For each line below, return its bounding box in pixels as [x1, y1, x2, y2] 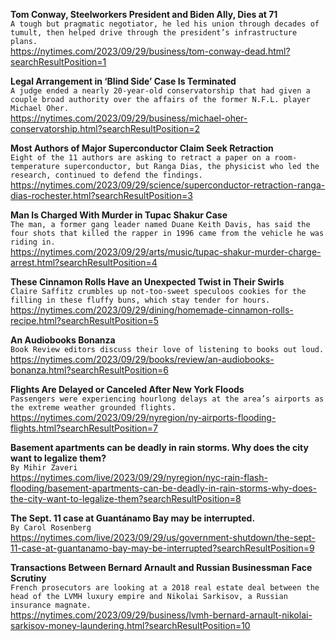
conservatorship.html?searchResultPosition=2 [10, 123, 200, 134]
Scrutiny [10, 572, 47, 584]
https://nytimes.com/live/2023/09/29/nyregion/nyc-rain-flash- [10, 472, 268, 483]
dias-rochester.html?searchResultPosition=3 [10, 190, 193, 201]
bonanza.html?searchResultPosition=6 [10, 364, 169, 376]
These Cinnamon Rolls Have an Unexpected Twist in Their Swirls [10, 276, 285, 288]
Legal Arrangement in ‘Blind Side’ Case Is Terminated [10, 75, 237, 87]
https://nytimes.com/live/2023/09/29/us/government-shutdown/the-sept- [10, 532, 316, 543]
